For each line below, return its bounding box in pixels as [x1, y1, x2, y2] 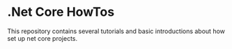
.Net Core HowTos [7, 4, 115, 20]
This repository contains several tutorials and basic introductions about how [7, 27, 225, 35]
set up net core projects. [7, 34, 78, 42]
